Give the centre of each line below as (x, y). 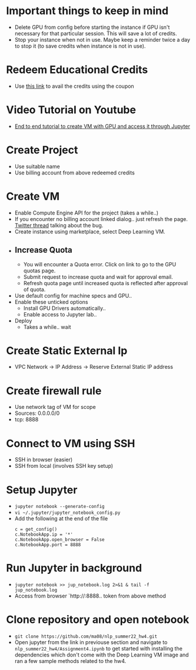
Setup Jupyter (42, 490)
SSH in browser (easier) (44, 460)
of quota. (34, 289)
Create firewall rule (54, 391)
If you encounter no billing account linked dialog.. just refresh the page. (101, 219)
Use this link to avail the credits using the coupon (74, 86)
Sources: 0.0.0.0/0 (37, 413)
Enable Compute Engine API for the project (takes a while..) (87, 213)
